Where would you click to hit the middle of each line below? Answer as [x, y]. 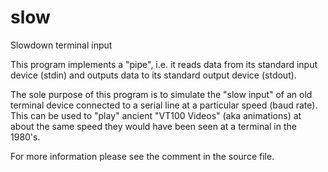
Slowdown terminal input [61, 45]
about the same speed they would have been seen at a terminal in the [153, 126]
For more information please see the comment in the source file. [142, 156]
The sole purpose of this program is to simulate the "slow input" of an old [161, 94]
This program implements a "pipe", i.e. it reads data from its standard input [164, 64]
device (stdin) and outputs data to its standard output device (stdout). [153, 75]
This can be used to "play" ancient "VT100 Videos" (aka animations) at [156, 115]
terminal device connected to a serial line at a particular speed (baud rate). [164, 105]
